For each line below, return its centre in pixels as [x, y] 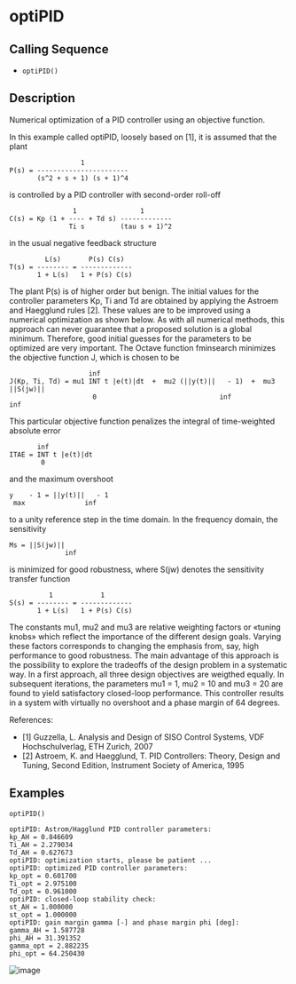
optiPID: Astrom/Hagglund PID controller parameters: [111, 829]
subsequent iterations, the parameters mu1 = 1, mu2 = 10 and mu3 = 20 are [146, 683]
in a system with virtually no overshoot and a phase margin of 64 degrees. [145, 702]
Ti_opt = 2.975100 [43, 884]
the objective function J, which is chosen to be [94, 357]
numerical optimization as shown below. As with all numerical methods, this [147, 319]
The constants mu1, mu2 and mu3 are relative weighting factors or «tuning [145, 627]
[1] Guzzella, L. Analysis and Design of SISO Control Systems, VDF [143, 737]
